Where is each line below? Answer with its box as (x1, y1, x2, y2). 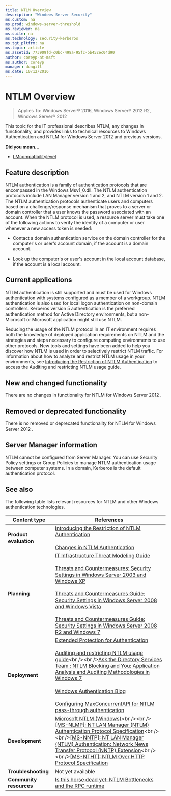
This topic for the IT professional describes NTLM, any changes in (5, 123, 144, 129)
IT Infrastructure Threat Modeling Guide (55, 552, 151, 559)
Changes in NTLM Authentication (55, 544, 135, 551)
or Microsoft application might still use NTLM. (26, 316, 122, 322)
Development (8, 737, 41, 744)
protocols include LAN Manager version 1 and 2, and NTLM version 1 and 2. (5, 192, 163, 198)
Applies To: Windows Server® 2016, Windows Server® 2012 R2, (17, 107, 151, 113)
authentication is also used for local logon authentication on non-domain (5, 300, 158, 306)
